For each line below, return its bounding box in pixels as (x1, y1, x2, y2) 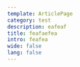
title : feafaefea (7, 29, 58, 37)
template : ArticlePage (7, 10, 73, 17)
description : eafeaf (7, 23, 67, 30)
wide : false (7, 43, 42, 50)
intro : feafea (7, 36, 49, 43)
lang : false (7, 50, 42, 57)
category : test (7, 17, 51, 24)
